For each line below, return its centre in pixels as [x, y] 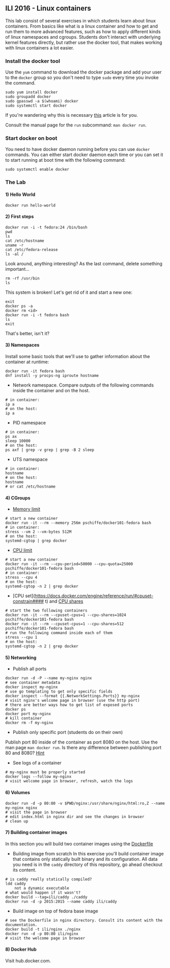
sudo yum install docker [32, 92]
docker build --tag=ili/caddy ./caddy [46, 897]
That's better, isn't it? [27, 333]
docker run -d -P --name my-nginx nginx [49, 678]
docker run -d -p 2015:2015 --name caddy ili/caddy [61, 901]
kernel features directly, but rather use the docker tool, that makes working [84, 42]
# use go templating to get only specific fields [59, 692]
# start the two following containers [46, 611]
